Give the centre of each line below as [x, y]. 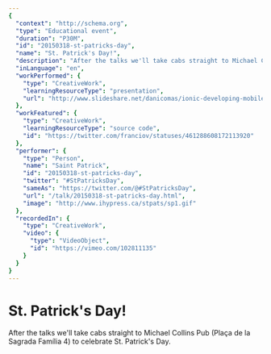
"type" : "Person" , [54, 158]
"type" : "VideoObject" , [70, 241]
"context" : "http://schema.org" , [72, 23]
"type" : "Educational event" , [66, 31]
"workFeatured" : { [47, 114]
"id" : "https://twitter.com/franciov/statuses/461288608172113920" [138, 135]
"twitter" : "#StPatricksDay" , [74, 181]
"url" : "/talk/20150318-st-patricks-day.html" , [104, 196]
